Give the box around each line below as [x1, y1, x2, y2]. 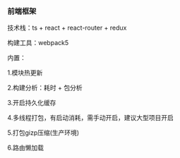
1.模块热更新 [7, 68, 43, 77]
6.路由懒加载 [7, 143, 44, 152]
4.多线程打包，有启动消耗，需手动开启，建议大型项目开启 [7, 114, 174, 122]
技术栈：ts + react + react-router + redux [7, 23, 127, 32]
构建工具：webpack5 [7, 39, 69, 47]
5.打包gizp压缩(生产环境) [7, 128, 80, 137]
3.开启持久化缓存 [7, 99, 56, 107]
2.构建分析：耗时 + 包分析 [7, 83, 83, 92]
